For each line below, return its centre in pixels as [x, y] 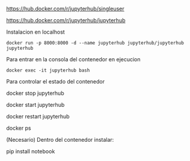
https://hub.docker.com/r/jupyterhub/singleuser [65, 9]
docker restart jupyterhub [38, 116]
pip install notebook [31, 151]
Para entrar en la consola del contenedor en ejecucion [73, 59]
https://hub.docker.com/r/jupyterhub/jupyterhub [66, 20]
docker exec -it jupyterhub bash [48, 70]
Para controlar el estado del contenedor [56, 81]
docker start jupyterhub [35, 105]
